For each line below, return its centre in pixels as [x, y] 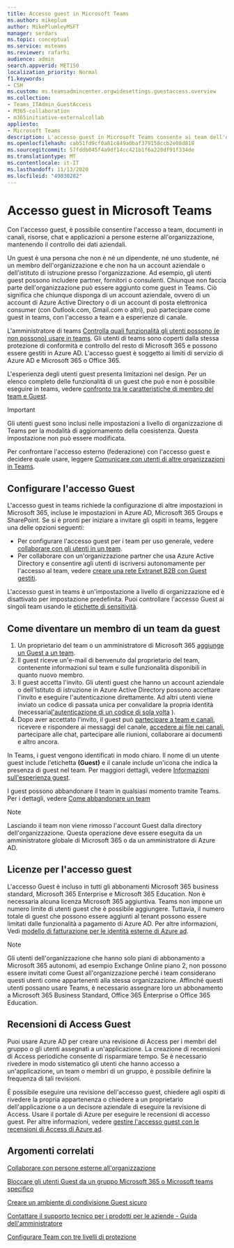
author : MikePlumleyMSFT [43, 27]
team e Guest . [27, 396]
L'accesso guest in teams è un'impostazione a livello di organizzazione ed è [116, 592]
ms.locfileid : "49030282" [45, 176]
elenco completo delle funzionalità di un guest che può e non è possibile [111, 382]
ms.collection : [29, 98]
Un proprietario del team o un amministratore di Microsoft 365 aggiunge [120, 646]
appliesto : [23, 124]
